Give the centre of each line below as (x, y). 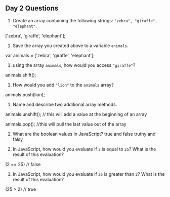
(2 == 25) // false (23, 164)
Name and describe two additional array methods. (65, 104)
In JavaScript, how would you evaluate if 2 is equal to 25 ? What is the (84, 149)
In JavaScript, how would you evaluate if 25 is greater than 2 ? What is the (89, 174)
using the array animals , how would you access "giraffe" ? (74, 65)
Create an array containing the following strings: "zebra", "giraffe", (85, 20)
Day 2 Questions (32, 8)
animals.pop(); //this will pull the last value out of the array (66, 124)
